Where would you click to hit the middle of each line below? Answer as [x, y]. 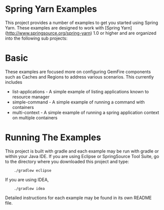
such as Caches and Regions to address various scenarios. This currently [80, 77]
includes [14, 82]
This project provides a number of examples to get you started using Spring [82, 23]
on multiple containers [35, 118]
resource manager [31, 97]
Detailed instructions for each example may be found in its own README [79, 198]
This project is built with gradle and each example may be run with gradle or [82, 151]
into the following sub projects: [36, 38]
